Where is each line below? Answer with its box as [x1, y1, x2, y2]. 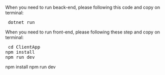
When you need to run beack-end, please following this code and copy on [5, 5, 160, 10]
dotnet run [8, 20, 35, 25]
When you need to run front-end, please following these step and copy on [5, 29, 160, 35]
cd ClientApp [8, 44, 41, 50]
